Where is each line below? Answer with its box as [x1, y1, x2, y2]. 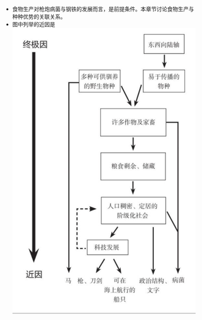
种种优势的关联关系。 [12, 13, 66, 20]
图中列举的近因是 [12, 21, 56, 28]
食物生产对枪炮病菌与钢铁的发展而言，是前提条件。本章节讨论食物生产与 [12, 6, 194, 12]
